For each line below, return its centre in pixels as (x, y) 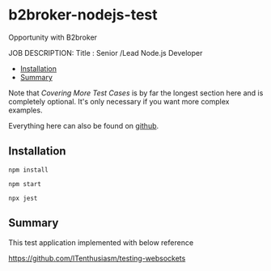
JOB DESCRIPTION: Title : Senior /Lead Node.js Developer (106, 53)
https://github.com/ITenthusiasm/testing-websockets (97, 258)
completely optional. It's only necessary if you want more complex (119, 101)
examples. (25, 110)
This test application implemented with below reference (101, 242)
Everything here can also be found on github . (84, 125)
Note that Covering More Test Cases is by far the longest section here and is (136, 93)
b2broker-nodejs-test (83, 15)
